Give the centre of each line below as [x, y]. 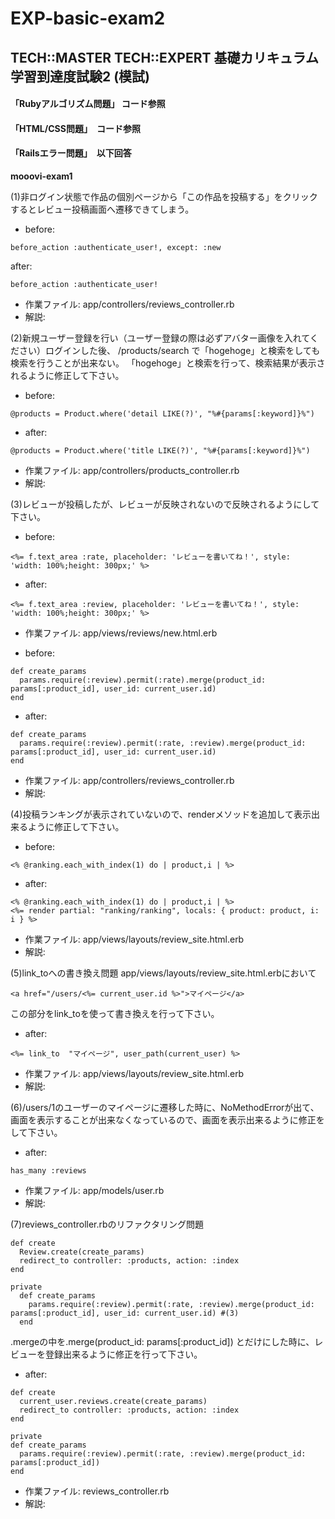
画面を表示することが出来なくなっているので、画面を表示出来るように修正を [167, 1119]
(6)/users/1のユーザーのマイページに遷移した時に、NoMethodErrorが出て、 [165, 1107]
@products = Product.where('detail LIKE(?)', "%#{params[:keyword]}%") [162, 413]
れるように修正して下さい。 [67, 375]
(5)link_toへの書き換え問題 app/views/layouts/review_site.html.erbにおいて [163, 973]
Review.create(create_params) [82, 1252]
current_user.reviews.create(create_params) [113, 1401]
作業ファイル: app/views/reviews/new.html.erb [121, 633]
